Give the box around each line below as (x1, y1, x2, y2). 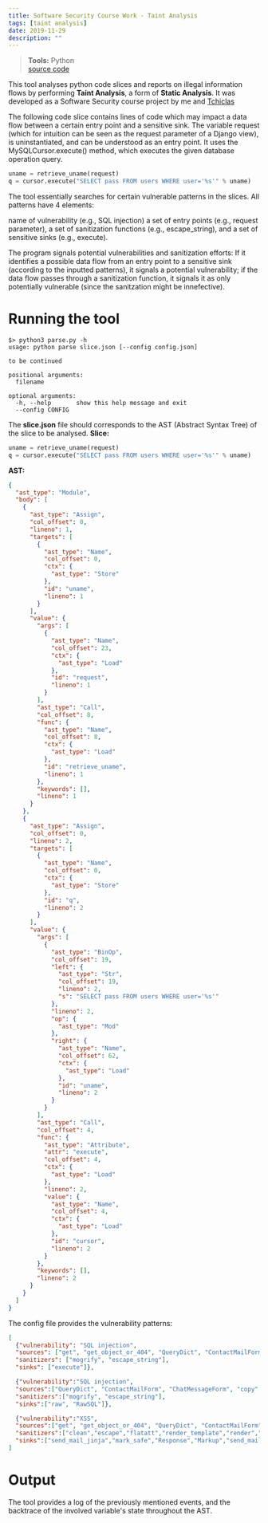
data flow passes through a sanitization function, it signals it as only (8, 274, 231, 283)
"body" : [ (15, 496, 48, 504)
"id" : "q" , (43, 896, 81, 904)
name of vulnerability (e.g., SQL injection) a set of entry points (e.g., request (8, 216, 258, 225)
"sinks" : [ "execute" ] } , (15, 1364, 94, 1371)
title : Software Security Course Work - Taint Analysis (8, 11, 198, 20)
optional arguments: (8, 392, 77, 399)
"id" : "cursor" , (50, 1237, 105, 1245)
